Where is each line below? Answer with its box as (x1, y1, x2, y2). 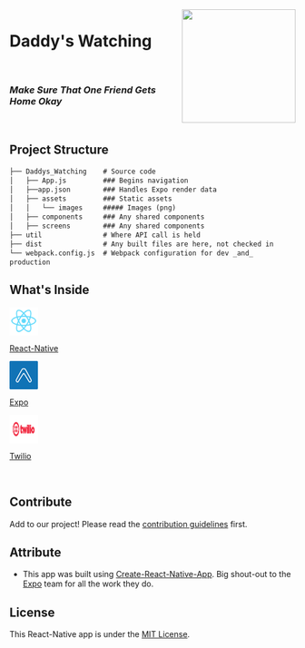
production (9, 258, 51, 267)
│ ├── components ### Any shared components (9, 212, 205, 221)
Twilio (9, 450, 32, 461)
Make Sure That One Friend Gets (9, 83, 156, 96)
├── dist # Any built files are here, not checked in (9, 240, 274, 249)
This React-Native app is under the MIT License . (9, 629, 191, 640)
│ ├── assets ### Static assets (9, 194, 172, 203)
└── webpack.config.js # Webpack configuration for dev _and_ (9, 249, 254, 258)
